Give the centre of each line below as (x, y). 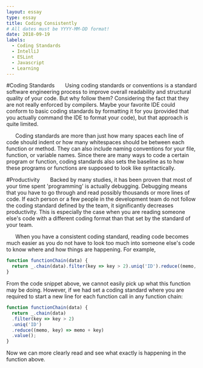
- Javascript (28, 62)
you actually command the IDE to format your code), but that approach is (97, 118)
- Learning (25, 68)
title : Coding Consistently (42, 23)
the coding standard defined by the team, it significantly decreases (90, 206)
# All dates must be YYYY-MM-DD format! (58, 29)
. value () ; (24, 336)
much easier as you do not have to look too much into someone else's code (101, 243)
